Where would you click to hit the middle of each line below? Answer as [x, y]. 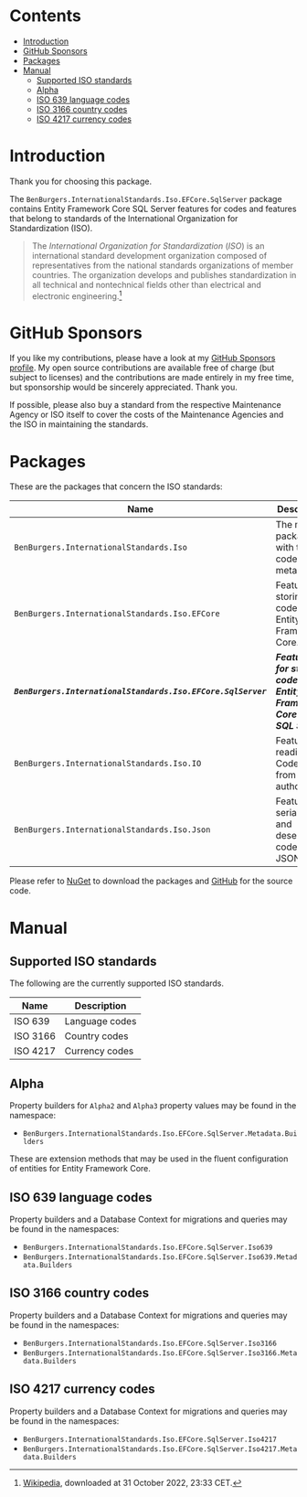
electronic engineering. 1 [77, 295]
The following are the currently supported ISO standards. [117, 983]
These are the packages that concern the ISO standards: [116, 487]
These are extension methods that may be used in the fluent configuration [149, 1159]
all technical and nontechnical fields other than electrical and [147, 284]
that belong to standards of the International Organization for [124, 218]
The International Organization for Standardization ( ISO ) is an [148, 246]
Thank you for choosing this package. [81, 181]
